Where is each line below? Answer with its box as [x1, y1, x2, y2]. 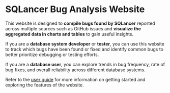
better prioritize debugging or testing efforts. [5, 52, 99, 58]
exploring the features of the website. [5, 82, 84, 88]
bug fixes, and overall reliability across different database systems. [5, 67, 146, 73]
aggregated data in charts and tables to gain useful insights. [5, 31, 134, 37]
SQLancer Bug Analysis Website [5, 4, 145, 15]
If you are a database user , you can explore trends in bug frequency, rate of [5, 61, 165, 67]
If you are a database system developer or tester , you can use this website [5, 40, 164, 46]
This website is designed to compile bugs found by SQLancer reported [5, 20, 155, 26]
